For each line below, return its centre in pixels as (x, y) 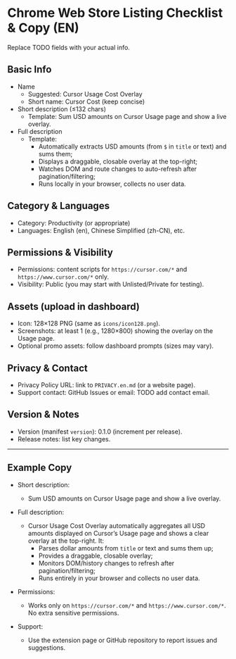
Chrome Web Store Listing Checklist (115, 13)
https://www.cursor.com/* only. (63, 277)
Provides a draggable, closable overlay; (96, 556)
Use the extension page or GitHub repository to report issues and (123, 640)
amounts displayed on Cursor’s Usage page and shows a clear (118, 533)
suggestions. (47, 647)
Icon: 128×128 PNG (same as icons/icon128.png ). (88, 324)
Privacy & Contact (47, 368)
